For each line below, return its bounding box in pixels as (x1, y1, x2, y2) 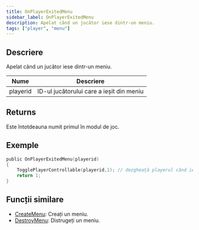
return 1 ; (17, 173, 41, 179)
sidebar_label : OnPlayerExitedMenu (6, 14, 94, 20)
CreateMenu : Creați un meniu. (14, 210, 89, 218)
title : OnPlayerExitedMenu (6, 8, 73, 15)
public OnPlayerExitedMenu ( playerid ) (6, 156, 99, 162)
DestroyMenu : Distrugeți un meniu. (14, 216, 101, 223)
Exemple (6, 140, 39, 150)
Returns (6, 108, 37, 118)
